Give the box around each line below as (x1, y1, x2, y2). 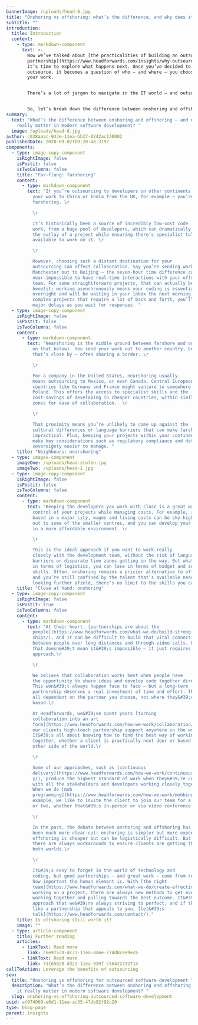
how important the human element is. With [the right (32, 878, 167, 885)
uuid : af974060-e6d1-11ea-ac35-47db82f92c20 (6, 999, 117, 1005)
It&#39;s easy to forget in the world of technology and (32, 868, 176, 873)
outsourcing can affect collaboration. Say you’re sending (32, 264, 181, 270)
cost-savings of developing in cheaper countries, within (32, 395, 178, 401)
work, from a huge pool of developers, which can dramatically (32, 226, 192, 232)
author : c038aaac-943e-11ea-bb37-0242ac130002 (6, 133, 123, 139)
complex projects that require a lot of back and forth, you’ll (32, 297, 194, 303)
